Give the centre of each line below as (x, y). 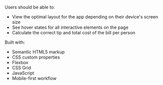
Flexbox (20, 62)
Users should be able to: (30, 7)
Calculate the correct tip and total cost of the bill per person (73, 33)
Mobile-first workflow (34, 78)
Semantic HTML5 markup (38, 52)
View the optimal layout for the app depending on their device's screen (85, 17)
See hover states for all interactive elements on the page (70, 27)
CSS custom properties (36, 57)
